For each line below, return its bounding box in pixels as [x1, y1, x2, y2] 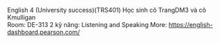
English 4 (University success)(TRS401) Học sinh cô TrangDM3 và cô [7, 6, 207, 14]
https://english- [168, 21, 214, 28]
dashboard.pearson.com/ [7, 28, 80, 36]
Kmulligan [7, 13, 36, 21]
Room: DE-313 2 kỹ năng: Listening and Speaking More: [7, 21, 167, 28]
